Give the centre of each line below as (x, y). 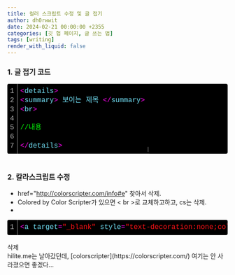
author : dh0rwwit (33, 20)
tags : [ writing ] (31, 40)
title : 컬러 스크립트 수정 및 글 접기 (55, 14)
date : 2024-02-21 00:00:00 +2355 (56, 27)
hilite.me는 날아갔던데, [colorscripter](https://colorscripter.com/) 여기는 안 (112, 255)
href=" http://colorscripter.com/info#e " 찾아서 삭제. (89, 194)
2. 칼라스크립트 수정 (39, 177)
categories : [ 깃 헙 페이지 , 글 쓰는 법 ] (60, 33)
